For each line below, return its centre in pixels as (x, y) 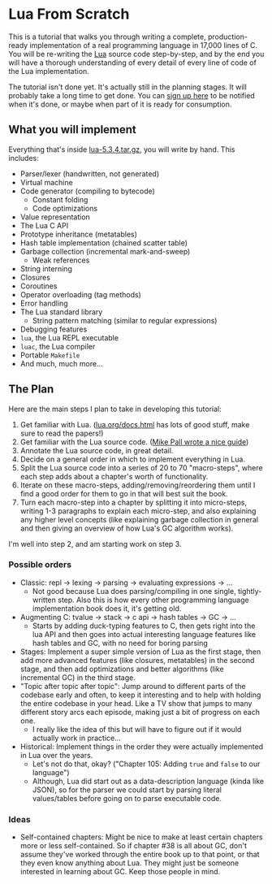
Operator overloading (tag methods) (81, 294)
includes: (24, 158)
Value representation (55, 217)
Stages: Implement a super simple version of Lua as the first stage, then (140, 652)
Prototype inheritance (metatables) (79, 234)
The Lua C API (44, 225)
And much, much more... (61, 363)
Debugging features (54, 329)
